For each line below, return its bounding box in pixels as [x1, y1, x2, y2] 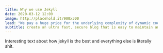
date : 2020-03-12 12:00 [5, 12, 53, 16]
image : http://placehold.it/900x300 [5, 16, 79, 21]
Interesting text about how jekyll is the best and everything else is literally [5, 38, 152, 44]
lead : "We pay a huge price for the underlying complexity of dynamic [5, 20, 151, 26]
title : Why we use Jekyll [5, 7, 57, 12]
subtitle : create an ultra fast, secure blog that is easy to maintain [5, 25, 153, 30]
